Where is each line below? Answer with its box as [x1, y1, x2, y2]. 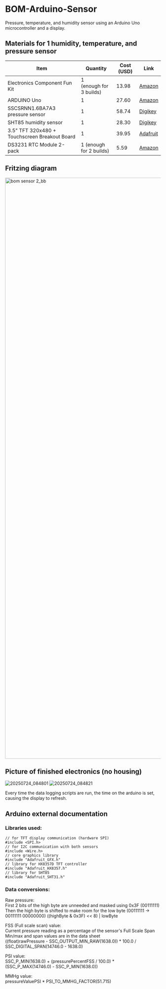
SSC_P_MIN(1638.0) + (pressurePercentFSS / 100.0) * [5, 958, 115, 964]
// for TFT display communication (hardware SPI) [5, 836, 110, 841]
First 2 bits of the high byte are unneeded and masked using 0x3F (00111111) [5, 903, 160, 908]
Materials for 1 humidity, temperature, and [5, 40, 137, 48]
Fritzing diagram [5, 164, 57, 172]
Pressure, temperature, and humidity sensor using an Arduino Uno [5, 20, 140, 26]
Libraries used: [5, 824, 42, 831]
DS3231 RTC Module [7, 141, 58, 148]
